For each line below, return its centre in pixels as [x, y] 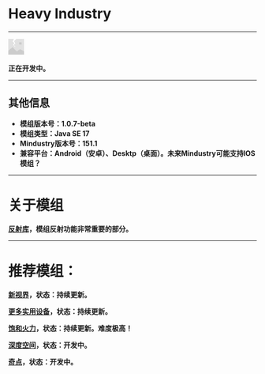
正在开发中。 [29, 68]
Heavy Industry [60, 14]
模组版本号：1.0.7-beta [58, 123]
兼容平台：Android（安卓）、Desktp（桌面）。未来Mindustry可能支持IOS [138, 153]
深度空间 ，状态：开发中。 [50, 345]
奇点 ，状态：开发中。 [43, 361]
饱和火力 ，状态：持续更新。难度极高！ [70, 328]
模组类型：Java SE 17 [54, 133]
